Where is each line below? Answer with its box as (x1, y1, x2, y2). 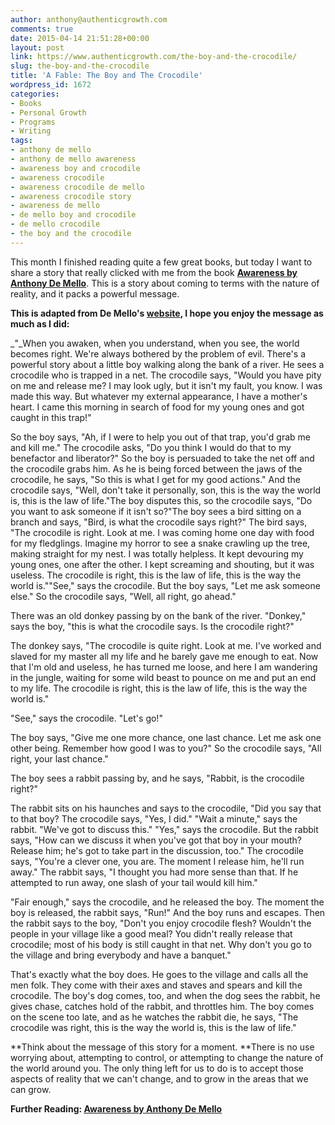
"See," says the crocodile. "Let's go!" (10, 712, 163, 724)
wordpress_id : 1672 (10, 80, 92, 90)
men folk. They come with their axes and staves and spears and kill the (10, 979, 303, 991)
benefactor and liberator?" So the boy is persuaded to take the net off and (10, 452, 315, 464)
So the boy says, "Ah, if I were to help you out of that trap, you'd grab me (10, 431, 312, 443)
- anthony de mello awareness (10, 154, 137, 164)
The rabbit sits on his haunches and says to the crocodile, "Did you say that (10, 802, 322, 814)
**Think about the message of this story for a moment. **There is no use (10, 1041, 315, 1053)
